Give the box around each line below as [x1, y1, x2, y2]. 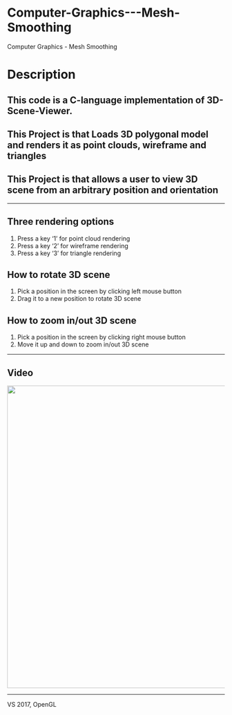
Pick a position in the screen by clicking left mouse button [17, 287, 182, 295]
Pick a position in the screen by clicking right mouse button [17, 333, 186, 342]
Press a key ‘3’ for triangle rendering [17, 249, 122, 257]
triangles [7, 150, 47, 162]
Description [7, 67, 76, 82]
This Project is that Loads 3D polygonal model [7, 128, 209, 140]
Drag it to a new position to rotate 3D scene [17, 295, 142, 303]
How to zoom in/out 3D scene [7, 315, 137, 326]
